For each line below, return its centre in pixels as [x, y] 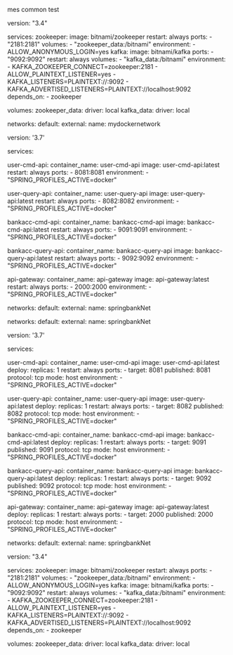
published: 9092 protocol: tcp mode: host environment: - [89, 486]
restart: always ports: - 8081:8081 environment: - [78, 172]
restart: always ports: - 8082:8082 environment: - [107, 201]
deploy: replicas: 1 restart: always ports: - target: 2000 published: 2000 [110, 514]
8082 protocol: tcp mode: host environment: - [73, 413]
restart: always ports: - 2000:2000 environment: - [80, 287]
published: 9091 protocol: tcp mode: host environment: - [89, 450]
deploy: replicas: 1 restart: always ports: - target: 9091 [128, 442]
